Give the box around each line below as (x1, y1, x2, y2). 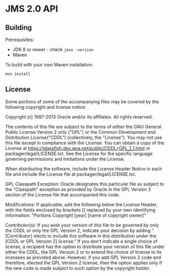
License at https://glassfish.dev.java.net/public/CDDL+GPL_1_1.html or (5, 145, 151, 151)
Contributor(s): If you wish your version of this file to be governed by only (5, 222, 159, 228)
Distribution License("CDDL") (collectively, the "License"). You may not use (5, 134, 162, 140)
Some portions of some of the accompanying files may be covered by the (5, 98, 159, 104)
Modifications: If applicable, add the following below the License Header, (5, 201, 158, 208)
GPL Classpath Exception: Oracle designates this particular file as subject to (5, 181, 164, 187)
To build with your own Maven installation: (5, 62, 93, 67)
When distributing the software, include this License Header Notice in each (5, 166, 162, 172)
